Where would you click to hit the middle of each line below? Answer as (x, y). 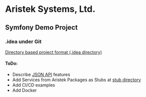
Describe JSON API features (41, 75)
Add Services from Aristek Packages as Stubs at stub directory (76, 80)
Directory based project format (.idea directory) (54, 52)
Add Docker (24, 91)
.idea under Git (24, 42)
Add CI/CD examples (34, 85)
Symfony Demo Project (42, 27)
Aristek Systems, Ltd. (50, 9)
